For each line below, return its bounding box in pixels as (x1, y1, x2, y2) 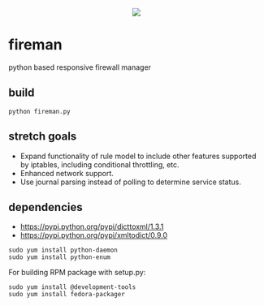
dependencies (8, 200, 83, 214)
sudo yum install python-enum (8, 253, 111, 261)
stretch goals (8, 130, 77, 144)
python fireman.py (8, 107, 71, 115)
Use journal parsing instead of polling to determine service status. (19, 177, 241, 187)
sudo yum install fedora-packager (8, 291, 126, 299)
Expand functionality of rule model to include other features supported (19, 151, 257, 161)
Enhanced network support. (19, 168, 114, 178)
